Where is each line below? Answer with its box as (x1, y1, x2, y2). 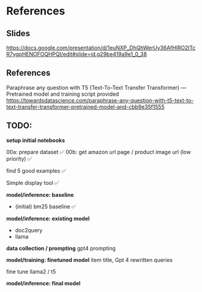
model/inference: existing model (6, 215, 90, 222)
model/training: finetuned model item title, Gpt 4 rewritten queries (6, 256, 173, 263)
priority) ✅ (6, 155, 33, 162)
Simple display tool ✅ (6, 179, 59, 186)
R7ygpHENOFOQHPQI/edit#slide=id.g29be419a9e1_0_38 (6, 51, 147, 58)
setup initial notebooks (6, 137, 65, 144)
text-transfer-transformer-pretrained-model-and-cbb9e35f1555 (6, 103, 165, 110)
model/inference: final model (6, 279, 81, 287)
